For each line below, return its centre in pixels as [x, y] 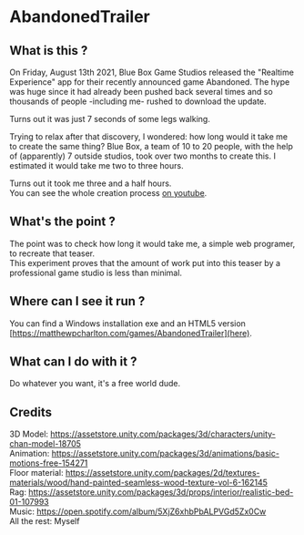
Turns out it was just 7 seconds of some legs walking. [110, 119]
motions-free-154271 [49, 463]
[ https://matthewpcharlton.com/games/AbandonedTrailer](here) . [131, 333]
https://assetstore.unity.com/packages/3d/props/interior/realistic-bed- [161, 492]
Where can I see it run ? [77, 301]
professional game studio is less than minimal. [96, 273]
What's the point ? [63, 222]
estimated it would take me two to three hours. [96, 165]
